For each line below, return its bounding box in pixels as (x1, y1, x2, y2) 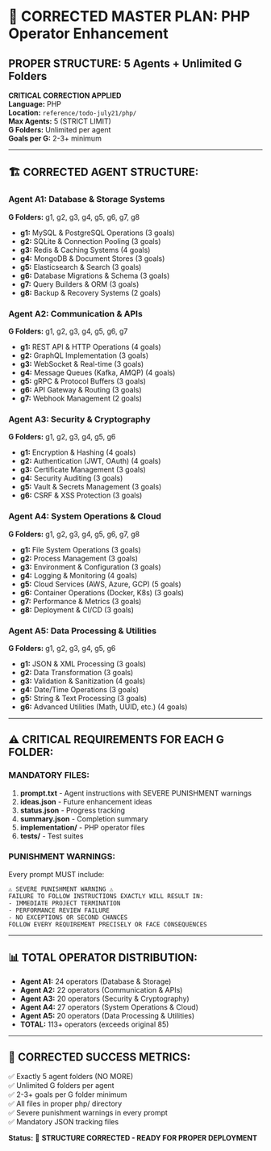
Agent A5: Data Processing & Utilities (8, 625, 157, 636)
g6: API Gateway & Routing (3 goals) (19, 384, 142, 394)
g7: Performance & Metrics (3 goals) (19, 596, 142, 606)
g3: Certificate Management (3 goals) (19, 464, 147, 475)
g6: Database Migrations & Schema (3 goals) (19, 271, 170, 280)
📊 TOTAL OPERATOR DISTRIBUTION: (8, 951, 198, 964)
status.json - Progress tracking (19, 805, 126, 815)
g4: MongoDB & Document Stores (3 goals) (19, 254, 165, 263)
